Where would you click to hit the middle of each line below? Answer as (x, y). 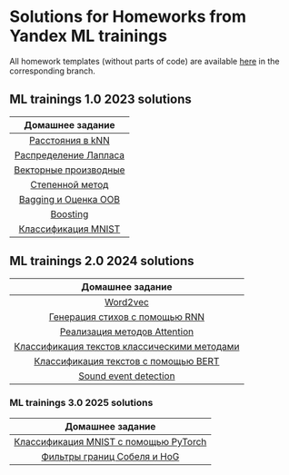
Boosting (70, 213)
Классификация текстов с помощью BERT (127, 361)
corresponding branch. (52, 71)
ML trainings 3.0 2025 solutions (81, 403)
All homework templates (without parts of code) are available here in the (144, 61)
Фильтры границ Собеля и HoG (110, 456)
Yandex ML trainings (89, 36)
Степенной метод (70, 184)
